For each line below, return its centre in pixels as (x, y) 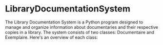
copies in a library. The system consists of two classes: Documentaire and (80, 32)
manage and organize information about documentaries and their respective (82, 27)
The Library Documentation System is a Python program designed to (74, 22)
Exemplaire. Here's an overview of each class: (51, 37)
